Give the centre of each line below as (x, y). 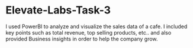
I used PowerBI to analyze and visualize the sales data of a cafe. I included (96, 26)
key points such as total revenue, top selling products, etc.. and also (89, 32)
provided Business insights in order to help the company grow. (82, 39)
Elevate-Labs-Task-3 (58, 10)
